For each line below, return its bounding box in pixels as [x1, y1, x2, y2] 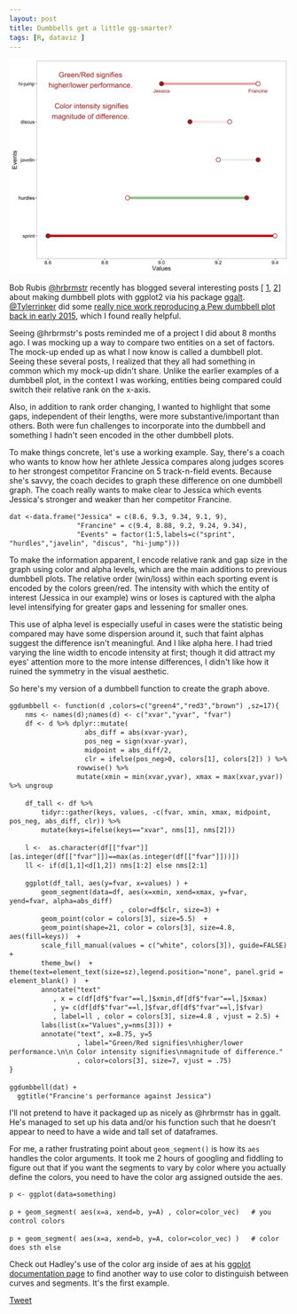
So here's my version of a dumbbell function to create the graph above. [9, 683, 270, 694]
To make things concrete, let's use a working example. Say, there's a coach [9, 446, 285, 457]
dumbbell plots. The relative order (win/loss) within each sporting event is [9, 573, 278, 584]
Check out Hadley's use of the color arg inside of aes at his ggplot [9, 1258, 251, 1269]
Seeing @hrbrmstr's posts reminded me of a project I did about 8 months [9, 327, 277, 338]
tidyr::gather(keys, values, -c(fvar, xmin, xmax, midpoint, [41, 807, 272, 816]
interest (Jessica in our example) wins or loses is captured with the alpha [9, 592, 276, 602]
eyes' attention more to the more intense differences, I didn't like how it [9, 657, 270, 667]
